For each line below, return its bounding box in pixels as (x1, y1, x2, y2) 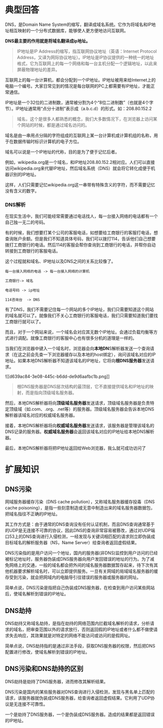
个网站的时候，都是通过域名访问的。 (16, 122, 90, 128)
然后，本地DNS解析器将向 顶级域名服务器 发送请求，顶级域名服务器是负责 (5, 400, 150, 406)
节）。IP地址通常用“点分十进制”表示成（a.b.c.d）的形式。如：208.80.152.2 (5, 105, 152, 111)
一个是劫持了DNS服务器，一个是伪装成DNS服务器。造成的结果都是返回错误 (5, 711, 155, 717)
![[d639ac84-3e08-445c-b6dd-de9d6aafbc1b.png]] (5, 374, 110, 379)
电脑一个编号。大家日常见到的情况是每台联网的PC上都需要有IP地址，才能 (5, 83, 151, 89)
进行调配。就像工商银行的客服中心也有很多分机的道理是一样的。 (9, 335, 137, 341)
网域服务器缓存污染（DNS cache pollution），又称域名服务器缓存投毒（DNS (5, 499, 155, 505)
